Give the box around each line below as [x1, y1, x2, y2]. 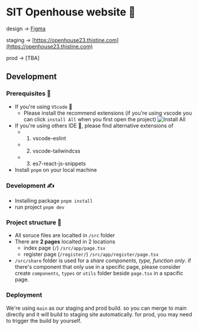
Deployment [6, 291, 43, 299]
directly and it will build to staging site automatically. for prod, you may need [6, 310, 193, 318]
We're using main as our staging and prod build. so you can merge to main [6, 304, 187, 312]
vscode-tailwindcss [32, 147, 81, 154]
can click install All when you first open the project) [23, 115, 157, 122]
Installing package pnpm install [14, 197, 93, 204]
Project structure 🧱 [6, 218, 62, 227]
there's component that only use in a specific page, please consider [14, 263, 181, 271]
